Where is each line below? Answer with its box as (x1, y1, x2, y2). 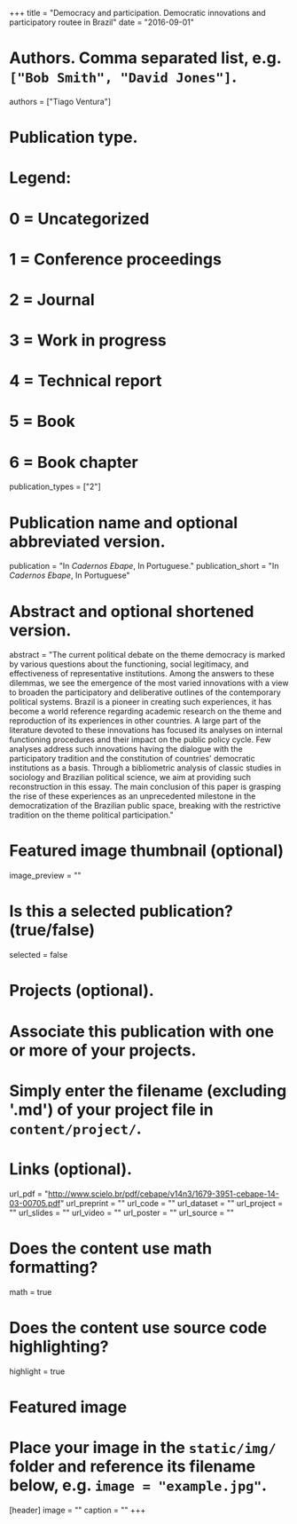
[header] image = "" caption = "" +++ (9, 1504, 146, 1515)
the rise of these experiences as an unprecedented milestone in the (9, 791, 256, 801)
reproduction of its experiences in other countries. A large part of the (9, 715, 262, 726)
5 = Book (9, 412, 75, 431)
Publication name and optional (9, 512, 238, 533)
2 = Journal (9, 289, 95, 310)
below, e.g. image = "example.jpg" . (9, 1475, 268, 1495)
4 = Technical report (9, 371, 162, 391)
